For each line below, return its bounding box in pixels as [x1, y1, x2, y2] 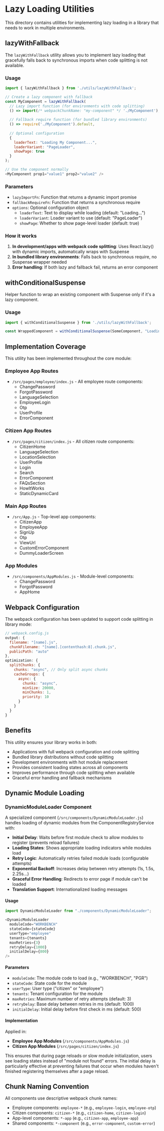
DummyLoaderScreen [19, 550, 64, 556]
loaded [12, 882, 26, 887]
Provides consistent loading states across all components [12, 764, 128, 770]
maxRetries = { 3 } [9, 940, 41, 945]
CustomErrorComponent [19, 544, 69, 551]
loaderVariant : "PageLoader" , [14, 144, 76, 150]
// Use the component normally [5, 167, 69, 172]
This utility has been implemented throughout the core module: [5, 356, 132, 362]
